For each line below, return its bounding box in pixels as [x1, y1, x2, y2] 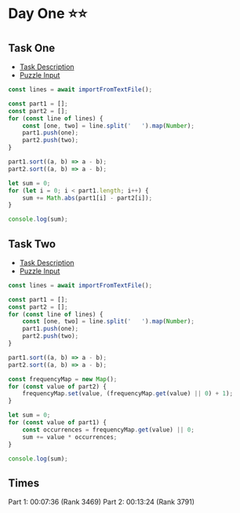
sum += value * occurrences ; [22, 433, 118, 441]
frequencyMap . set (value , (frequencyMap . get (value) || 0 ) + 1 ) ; [22, 390, 234, 398]
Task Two [8, 237, 56, 251]
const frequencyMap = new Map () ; [8, 375, 118, 383]
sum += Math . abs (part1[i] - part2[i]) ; [22, 194, 153, 202]
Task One [8, 41, 56, 54]
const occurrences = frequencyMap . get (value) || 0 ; [22, 426, 195, 434]
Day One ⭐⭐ [8, 5, 88, 23]
